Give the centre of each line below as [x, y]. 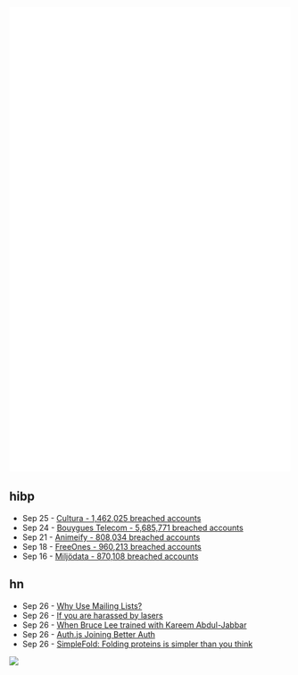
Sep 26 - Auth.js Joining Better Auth [89, 634]
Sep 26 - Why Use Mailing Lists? [82, 605]
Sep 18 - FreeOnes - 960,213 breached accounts [112, 546]
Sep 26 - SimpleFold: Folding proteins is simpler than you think [137, 644]
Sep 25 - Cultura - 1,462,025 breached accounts [112, 518]
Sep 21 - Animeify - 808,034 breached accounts [111, 537]
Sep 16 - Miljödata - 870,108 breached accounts [110, 556]
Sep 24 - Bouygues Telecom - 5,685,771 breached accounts [132, 527]
